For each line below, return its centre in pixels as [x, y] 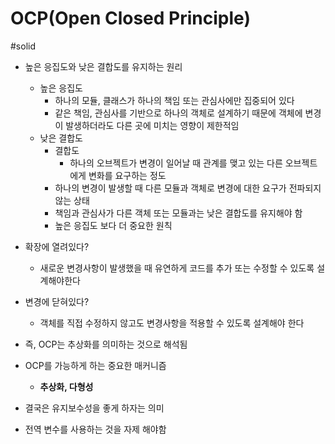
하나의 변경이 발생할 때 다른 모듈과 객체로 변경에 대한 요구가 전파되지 [188, 188]
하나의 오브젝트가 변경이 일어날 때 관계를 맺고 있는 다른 [176, 163]
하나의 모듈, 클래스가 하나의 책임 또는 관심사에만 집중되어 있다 [174, 100]
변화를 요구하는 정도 [127, 175]
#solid [23, 46]
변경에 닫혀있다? [57, 301]
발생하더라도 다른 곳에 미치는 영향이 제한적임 [152, 125]
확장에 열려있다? [57, 246]
